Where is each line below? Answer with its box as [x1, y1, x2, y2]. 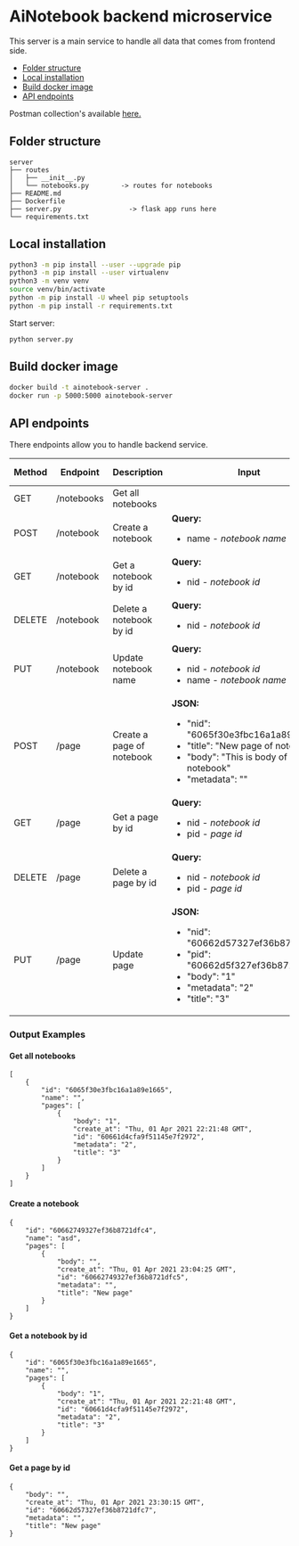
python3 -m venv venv [9, 276, 90, 286]
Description [112, 466, 164, 479]
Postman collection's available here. [9, 108, 141, 119]
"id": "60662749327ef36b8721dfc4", [25, 1226, 158, 1235]
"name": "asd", [25, 1233, 82, 1243]
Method [13, 466, 48, 479]
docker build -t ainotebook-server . [9, 382, 149, 391]
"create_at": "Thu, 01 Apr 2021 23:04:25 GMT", [56, 1264, 238, 1274]
